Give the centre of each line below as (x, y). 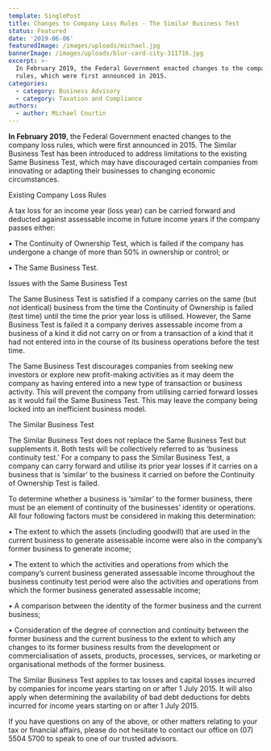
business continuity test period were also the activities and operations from (133, 581)
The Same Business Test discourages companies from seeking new (121, 366)
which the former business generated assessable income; (105, 590)
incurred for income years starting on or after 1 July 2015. (104, 706)
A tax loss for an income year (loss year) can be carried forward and (122, 210)
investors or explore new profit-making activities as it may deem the (121, 375)
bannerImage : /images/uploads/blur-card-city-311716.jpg (106, 53)
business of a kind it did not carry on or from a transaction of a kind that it (131, 333)
